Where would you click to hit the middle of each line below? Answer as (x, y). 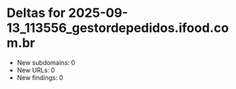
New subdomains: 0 (46, 62)
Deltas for (36, 13)
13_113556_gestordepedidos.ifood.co (118, 28)
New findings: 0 (40, 77)
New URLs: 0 (36, 70)
